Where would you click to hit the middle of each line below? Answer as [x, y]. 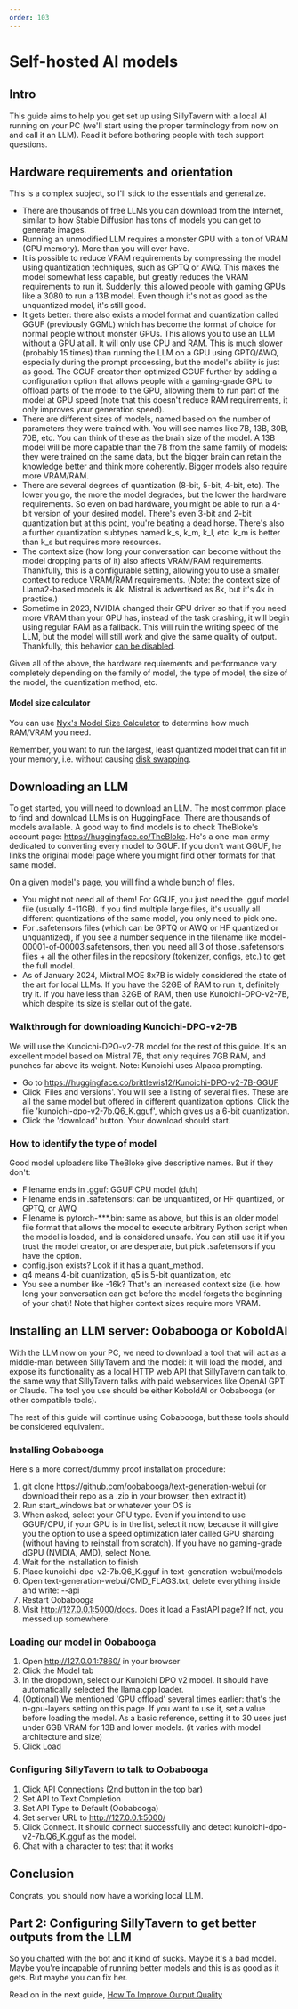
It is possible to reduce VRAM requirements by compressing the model [152, 258]
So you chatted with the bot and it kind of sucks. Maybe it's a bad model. [143, 1959]
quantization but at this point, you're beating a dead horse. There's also [153, 523]
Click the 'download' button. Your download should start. [126, 1120]
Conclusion [42, 1874]
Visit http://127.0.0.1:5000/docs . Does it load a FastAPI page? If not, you [153, 1610]
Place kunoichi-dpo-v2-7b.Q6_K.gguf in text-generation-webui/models [152, 1572]
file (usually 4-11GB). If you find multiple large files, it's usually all [141, 909]
